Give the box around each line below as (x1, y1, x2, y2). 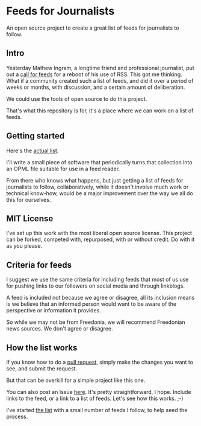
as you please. (6, 242, 43, 250)
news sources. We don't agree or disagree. (6, 325, 113, 332)
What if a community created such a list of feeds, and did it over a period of (6, 77, 194, 84)
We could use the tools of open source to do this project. (6, 95, 147, 102)
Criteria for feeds (6, 260, 72, 270)
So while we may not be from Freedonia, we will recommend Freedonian (6, 318, 185, 326)
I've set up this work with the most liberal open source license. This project (6, 230, 193, 237)
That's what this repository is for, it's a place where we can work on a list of (6, 107, 194, 114)
